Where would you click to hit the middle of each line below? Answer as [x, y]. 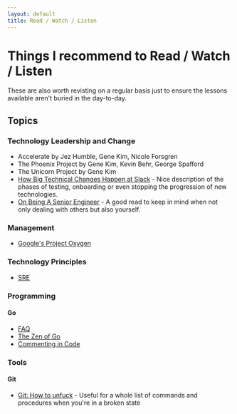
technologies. [38, 195]
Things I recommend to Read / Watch [119, 56]
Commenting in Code [49, 343]
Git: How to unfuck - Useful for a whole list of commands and [107, 395]
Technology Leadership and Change [72, 141]
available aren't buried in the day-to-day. [67, 98]
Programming [31, 296]
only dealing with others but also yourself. [79, 209]
